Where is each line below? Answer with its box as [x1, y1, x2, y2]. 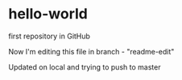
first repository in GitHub [8, 31, 91, 41]
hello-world [8, 5, 89, 23]
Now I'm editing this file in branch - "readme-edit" [8, 46, 175, 56]
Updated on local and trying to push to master [8, 62, 161, 72]
